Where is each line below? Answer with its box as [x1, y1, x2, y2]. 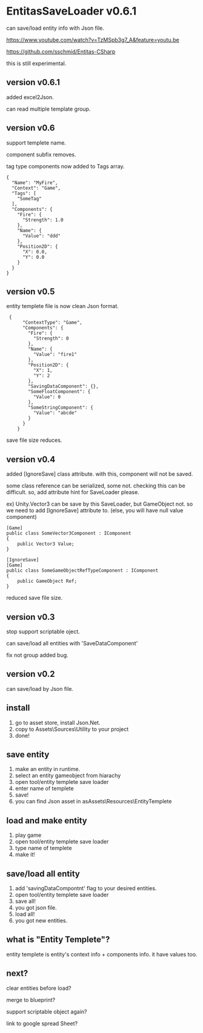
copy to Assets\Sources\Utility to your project [15, 725, 129, 733]
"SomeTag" [17, 196, 42, 202]
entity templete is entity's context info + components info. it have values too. [6, 950, 198, 958]
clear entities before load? [6, 984, 72, 992]
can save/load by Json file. [6, 685, 74, 692]
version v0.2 [6, 669, 56, 679]
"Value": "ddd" [22, 233, 61, 239]
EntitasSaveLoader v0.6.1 [6, 4, 137, 18]
